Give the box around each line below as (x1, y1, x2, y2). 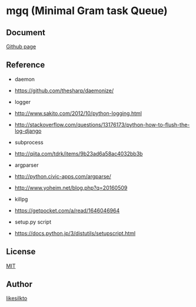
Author (6, 279, 32, 289)
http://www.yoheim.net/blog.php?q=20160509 (14, 184, 128, 191)
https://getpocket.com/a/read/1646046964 (14, 207, 120, 214)
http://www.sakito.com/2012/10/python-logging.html (14, 110, 142, 117)
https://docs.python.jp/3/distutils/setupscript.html (14, 230, 136, 237)
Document (6, 28, 45, 38)
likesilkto (6, 295, 28, 302)
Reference (6, 60, 45, 70)
